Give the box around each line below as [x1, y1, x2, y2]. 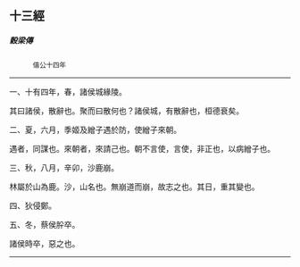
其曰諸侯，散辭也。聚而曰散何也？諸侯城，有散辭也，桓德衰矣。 [9, 105, 244, 116]
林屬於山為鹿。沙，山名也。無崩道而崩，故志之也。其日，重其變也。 [9, 181, 260, 192]
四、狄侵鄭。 [9, 200, 56, 212]
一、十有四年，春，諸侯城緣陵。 [9, 87, 127, 97]
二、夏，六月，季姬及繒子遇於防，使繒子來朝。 [9, 124, 181, 136]
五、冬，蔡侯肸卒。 [9, 220, 80, 230]
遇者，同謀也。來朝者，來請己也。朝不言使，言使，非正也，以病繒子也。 [9, 144, 275, 154]
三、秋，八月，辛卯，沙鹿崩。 [9, 163, 119, 173]
